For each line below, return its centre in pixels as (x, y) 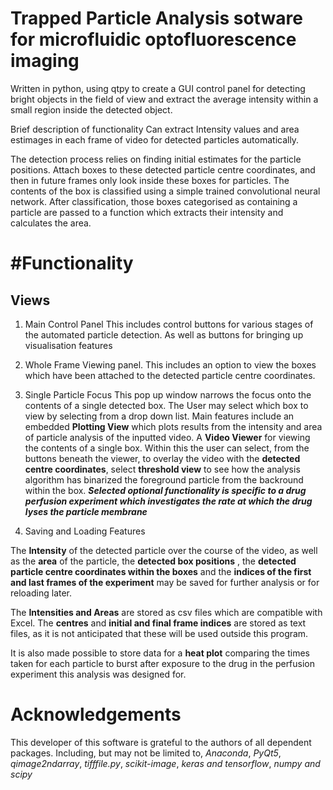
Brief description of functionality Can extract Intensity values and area (155, 129)
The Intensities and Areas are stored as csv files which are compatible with (166, 612)
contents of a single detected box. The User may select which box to (166, 405)
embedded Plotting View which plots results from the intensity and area (173, 426)
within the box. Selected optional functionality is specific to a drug (165, 490)
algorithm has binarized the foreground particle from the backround (164, 479)
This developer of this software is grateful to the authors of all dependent (161, 742)
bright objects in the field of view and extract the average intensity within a (164, 99)
